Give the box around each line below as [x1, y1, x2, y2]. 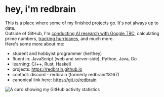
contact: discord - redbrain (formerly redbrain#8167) [12, 71, 120, 77]
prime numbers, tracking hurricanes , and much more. [5, 36, 114, 42]
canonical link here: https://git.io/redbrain [12, 77, 97, 83]
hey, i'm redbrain [5, 3, 76, 15]
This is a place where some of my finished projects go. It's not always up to [5, 20, 159, 26]
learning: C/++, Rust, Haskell [12, 61, 71, 67]
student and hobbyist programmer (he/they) [12, 50, 102, 56]
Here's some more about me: [5, 41, 65, 47]
